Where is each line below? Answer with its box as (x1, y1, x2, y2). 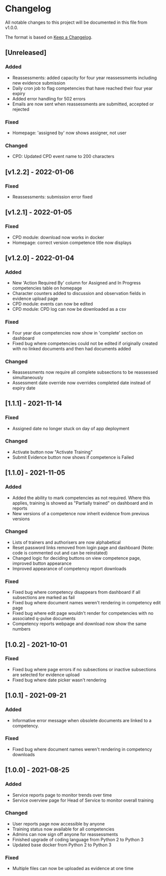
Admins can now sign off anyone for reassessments (12, 831, 119, 837)
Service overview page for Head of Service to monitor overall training (12, 797, 154, 803)
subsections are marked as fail (12, 594, 75, 600)
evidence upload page (12, 295, 58, 302)
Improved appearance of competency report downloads (12, 565, 127, 572)
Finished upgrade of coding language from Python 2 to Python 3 (12, 836, 144, 842)
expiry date (12, 385, 36, 391)
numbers (12, 626, 31, 632)
